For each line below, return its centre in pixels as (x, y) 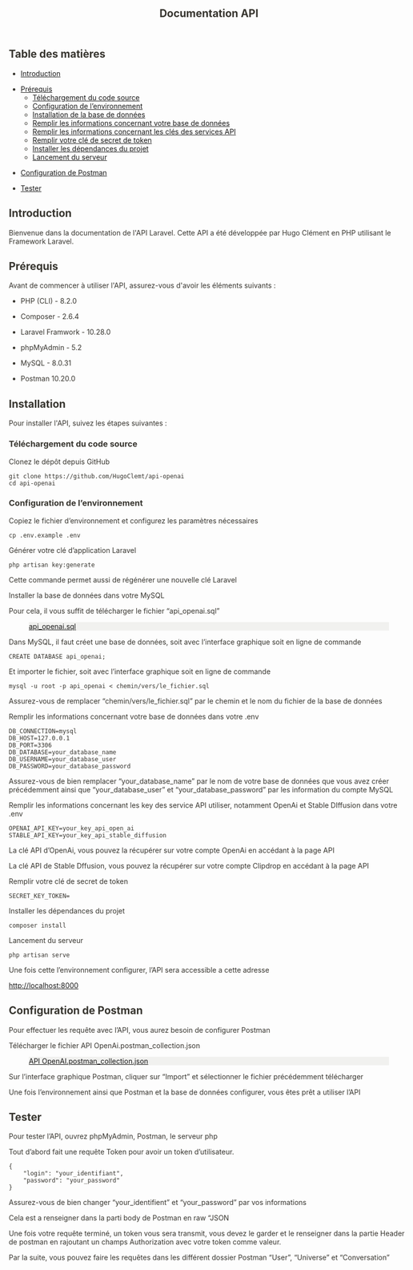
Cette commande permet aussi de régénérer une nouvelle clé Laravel (123, 579)
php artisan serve (40, 955)
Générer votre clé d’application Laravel (73, 550)
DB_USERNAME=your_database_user (63, 759)
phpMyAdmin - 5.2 (51, 348)
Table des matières (58, 54)
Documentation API (209, 14)
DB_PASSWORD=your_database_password (70, 766)
